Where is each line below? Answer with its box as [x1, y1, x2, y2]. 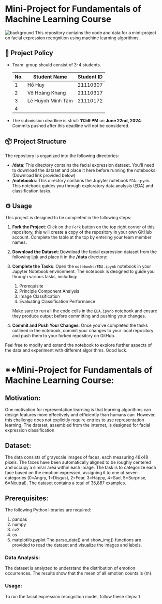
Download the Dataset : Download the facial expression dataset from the [12, 249, 157, 255]
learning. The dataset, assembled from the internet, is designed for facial [5, 422, 150, 428]
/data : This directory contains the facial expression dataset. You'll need [12, 162, 155, 168]
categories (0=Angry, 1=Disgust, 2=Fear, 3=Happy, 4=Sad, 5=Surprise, [5, 475, 147, 481]
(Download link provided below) [12, 172, 76, 178]
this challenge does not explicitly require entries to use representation [5, 417, 144, 423]
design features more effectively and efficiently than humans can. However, [5, 412, 156, 418]
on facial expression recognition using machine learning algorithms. [5, 35, 140, 41]
